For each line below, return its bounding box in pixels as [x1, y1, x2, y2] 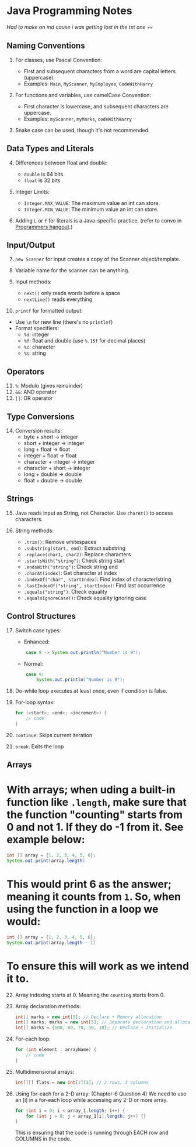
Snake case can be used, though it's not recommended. [15, 126, 150, 133]
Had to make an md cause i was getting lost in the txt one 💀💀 [6, 23, 153, 30]
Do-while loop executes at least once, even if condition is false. [15, 687, 168, 694]
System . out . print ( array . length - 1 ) [6, 940, 96, 946]
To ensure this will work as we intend [6, 959, 189, 973]
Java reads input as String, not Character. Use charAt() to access [15, 509, 173, 516]
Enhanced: [23, 638, 50, 645]
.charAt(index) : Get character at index [23, 569, 117, 576]
